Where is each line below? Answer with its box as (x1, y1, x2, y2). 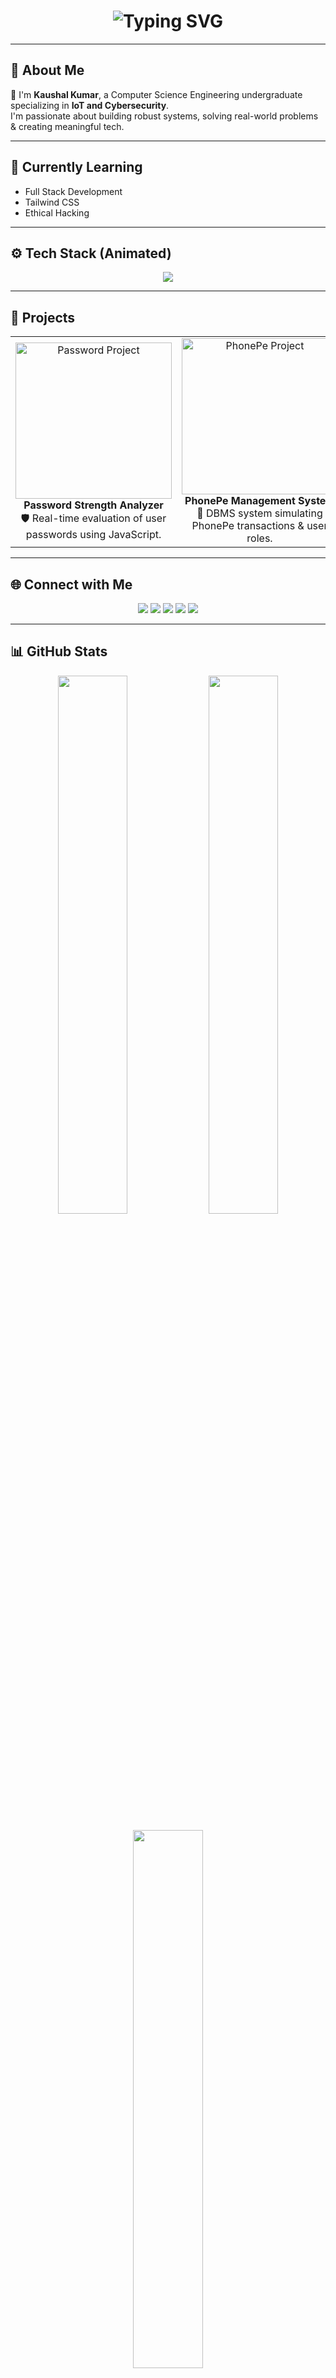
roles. (246, 531, 273, 545)
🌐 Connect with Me (10, 576, 133, 593)
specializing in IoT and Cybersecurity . (10, 99, 170, 111)
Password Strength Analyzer (23, 498, 164, 512)
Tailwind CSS (24, 196, 80, 208)
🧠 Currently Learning (10, 159, 143, 176)
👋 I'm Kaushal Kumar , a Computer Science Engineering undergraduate (10, 88, 303, 100)
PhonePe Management (184, 494, 296, 508)
